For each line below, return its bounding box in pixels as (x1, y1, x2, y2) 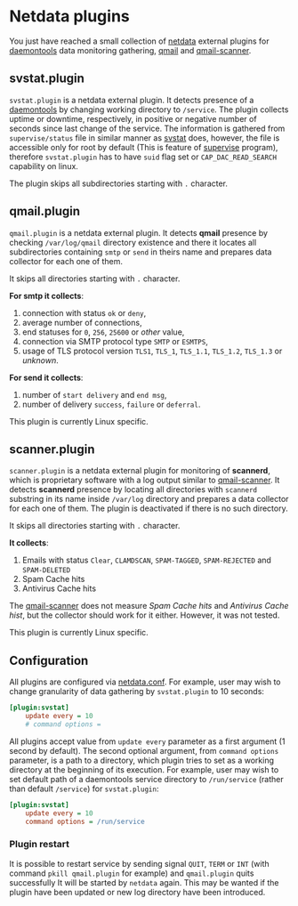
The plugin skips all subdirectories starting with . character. (9, 178, 229, 189)
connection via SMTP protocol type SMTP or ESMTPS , (21, 336, 209, 346)
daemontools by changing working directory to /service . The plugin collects (9, 104, 289, 115)
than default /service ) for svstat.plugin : (9, 783, 159, 794)
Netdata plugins (9, 6, 131, 27)
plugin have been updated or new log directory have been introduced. (9, 886, 266, 897)
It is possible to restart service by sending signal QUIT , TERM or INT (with (9, 858, 270, 869)
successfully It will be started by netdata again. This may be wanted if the (9, 877, 279, 887)
